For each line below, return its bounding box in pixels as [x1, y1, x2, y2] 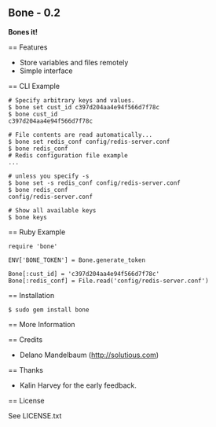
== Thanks [8, 365, 43, 374]
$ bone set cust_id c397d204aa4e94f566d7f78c [8, 103, 159, 111]
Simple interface [19, 66, 73, 75]
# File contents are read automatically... [8, 131, 153, 138]
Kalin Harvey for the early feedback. [19, 381, 137, 390]
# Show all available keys [8, 206, 97, 215]
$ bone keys [8, 213, 47, 221]
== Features [8, 42, 48, 52]
